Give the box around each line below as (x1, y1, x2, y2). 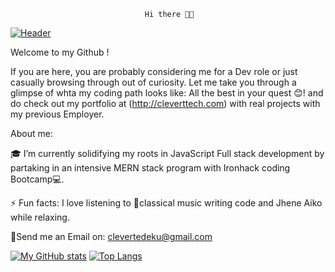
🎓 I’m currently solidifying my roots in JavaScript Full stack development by (10, 148, 325, 159)
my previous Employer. (10, 108, 105, 120)
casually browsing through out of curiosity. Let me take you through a (10, 76, 297, 88)
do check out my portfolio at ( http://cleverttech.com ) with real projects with (10, 98, 321, 109)
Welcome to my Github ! (10, 46, 110, 58)
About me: (10, 128, 53, 139)
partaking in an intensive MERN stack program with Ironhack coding (10, 162, 291, 174)
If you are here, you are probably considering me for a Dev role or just (10, 66, 298, 77)
